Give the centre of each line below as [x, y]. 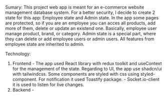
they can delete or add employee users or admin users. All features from [80, 39]
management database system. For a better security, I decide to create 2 [80, 12]
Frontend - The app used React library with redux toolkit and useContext [87, 63]
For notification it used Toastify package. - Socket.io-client [99, 79]
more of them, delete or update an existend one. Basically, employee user [81, 28]
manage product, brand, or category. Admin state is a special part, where [81, 34]
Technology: [18, 54]
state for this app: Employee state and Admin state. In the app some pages [82, 18]
